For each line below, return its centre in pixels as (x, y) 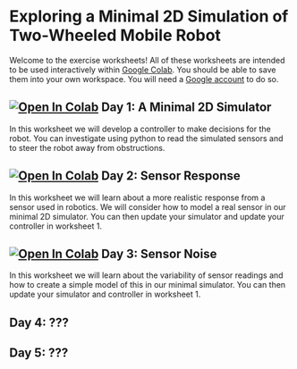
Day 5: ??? (39, 353)
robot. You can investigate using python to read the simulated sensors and (146, 138)
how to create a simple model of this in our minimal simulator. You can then (148, 285)
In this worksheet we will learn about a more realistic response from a (137, 197)
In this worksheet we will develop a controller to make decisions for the (140, 129)
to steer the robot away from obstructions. (87, 147)
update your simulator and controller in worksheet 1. (105, 294)
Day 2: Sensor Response (171, 176)
